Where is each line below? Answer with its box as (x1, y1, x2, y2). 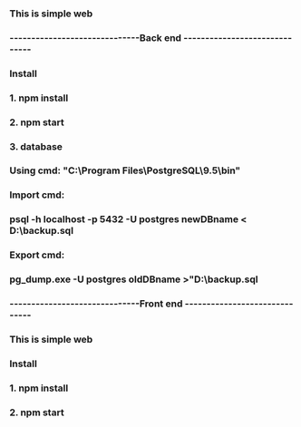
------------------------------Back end (9, 31, 182, 44)
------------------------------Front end (9, 297, 183, 310)
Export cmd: (9, 248, 65, 261)
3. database (9, 140, 63, 152)
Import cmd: (9, 189, 65, 201)
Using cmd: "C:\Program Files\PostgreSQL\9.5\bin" (9, 164, 241, 177)
